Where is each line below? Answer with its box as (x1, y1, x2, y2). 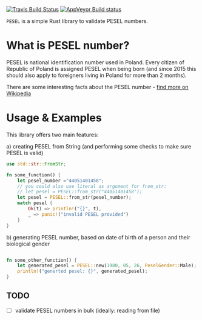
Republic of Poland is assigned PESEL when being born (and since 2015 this (6, 65, 197, 72)
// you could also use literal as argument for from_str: (17, 183, 167, 189)
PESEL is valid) (6, 149, 44, 156)
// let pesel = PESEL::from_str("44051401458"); (17, 188, 143, 195)
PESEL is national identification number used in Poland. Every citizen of (6, 58, 185, 66)
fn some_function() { (6, 172, 61, 178)
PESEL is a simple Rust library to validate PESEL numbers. (6, 18, 149, 24)
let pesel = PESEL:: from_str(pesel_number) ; (17, 195, 132, 201)
